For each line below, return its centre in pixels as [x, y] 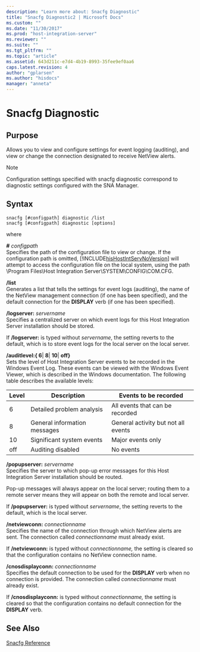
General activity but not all [148, 422]
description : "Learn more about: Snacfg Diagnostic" [73, 12]
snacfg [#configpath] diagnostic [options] [61, 223]
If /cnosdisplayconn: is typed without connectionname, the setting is [91, 597]
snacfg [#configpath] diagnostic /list [56, 218]
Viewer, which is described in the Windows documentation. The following [96, 374]
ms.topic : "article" [32, 56]
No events [125, 449]
